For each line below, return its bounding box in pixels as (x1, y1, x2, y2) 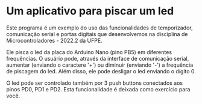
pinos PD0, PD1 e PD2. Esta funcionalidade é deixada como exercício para (6, 85, 191, 93)
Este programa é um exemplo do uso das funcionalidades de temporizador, (6, 24, 193, 31)
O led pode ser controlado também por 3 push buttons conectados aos (6, 79, 183, 87)
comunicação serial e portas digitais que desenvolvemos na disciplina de (6, 30, 188, 37)
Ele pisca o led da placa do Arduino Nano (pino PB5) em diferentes (6, 48, 172, 55)
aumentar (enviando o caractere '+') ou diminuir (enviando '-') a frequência (6, 61, 194, 69)
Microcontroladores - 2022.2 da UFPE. (6, 37, 103, 44)
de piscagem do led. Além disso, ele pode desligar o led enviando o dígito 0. (6, 67, 196, 75)
